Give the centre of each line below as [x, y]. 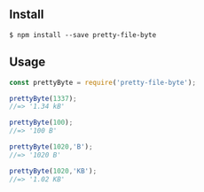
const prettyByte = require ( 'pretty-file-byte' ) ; [103, 82]
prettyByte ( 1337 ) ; [43, 98]
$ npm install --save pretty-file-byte [83, 35]
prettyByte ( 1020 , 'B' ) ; [51, 147]
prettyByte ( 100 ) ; [41, 123]
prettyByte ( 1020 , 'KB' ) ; [53, 171]
